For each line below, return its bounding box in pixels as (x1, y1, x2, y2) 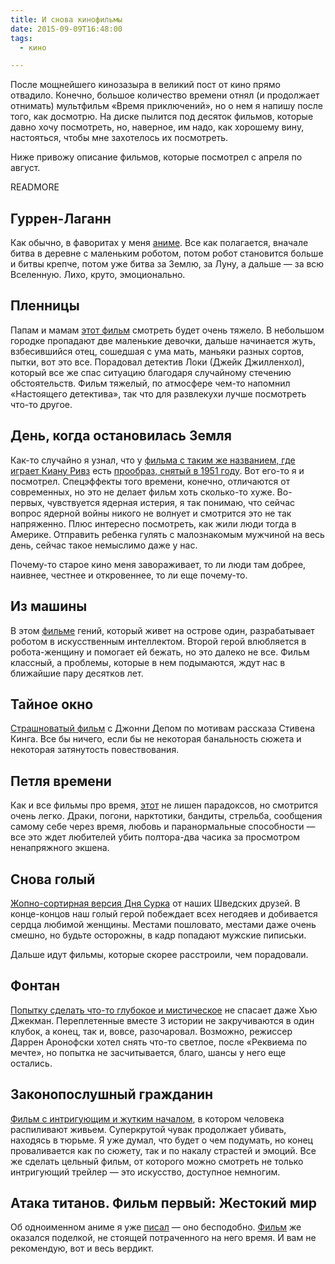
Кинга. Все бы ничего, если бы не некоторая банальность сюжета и (10, 733, 302, 745)
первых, (10, 496, 45, 508)
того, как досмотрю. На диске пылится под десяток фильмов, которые (10, 111, 314, 123)
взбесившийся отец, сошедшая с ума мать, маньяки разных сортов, (10, 345, 305, 357)
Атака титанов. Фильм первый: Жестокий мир (10, 1194, 318, 1211)
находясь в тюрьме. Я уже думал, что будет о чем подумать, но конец (10, 1134, 313, 1146)
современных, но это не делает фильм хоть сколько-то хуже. (10, 486, 275, 498)
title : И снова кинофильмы (10, 14, 123, 25)
